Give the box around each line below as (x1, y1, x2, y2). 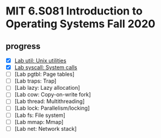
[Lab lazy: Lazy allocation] (14, 84, 80, 92)
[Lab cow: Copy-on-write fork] (14, 91, 91, 98)
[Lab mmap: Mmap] (14, 118, 64, 125)
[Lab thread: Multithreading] (14, 98, 85, 105)
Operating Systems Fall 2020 (5, 17, 156, 31)
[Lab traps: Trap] (14, 77, 57, 85)
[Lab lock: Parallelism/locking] (14, 104, 90, 112)
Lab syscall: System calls (14, 64, 77, 71)
